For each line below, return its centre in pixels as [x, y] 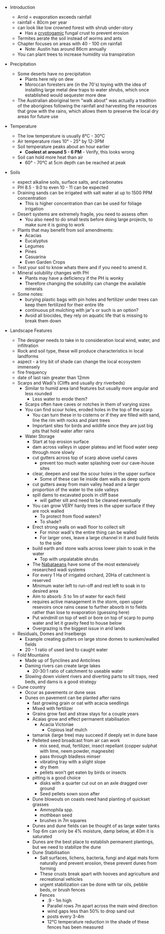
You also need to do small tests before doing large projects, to [89, 219]
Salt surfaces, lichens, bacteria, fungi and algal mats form [99, 858]
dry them [49, 767]
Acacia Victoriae [57, 724]
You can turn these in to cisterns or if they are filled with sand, [96, 415]
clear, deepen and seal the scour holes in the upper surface [94, 474]
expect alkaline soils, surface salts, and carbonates [70, 182]
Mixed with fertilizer [53, 708]
